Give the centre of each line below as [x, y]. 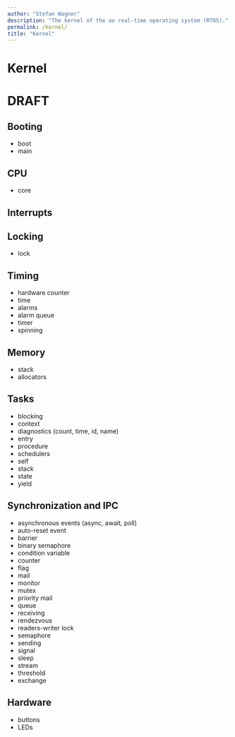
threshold [31, 673]
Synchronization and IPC [63, 506]
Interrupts [30, 212]
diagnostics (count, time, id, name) [68, 431]
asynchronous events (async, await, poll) [77, 522]
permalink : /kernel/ [38, 27]
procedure [33, 446]
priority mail [35, 598]
